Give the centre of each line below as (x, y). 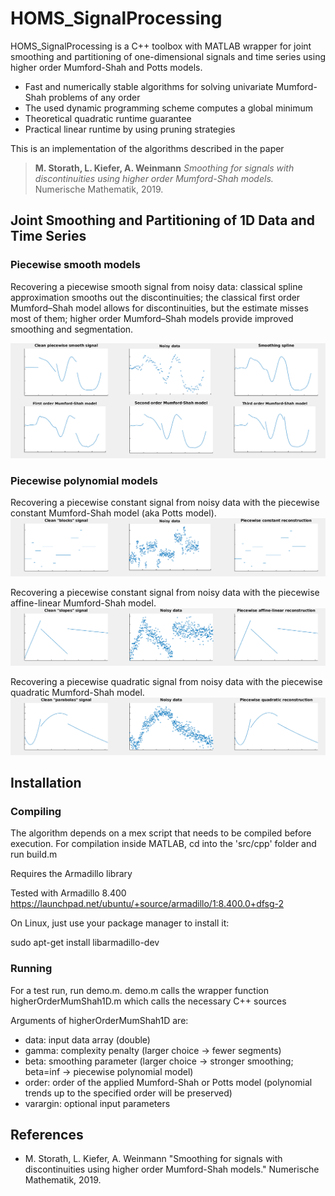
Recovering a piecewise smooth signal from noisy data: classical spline (156, 286)
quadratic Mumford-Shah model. (77, 692)
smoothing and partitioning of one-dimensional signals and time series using (168, 56)
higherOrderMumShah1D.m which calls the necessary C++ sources (148, 1001)
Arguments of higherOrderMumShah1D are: (99, 1020)
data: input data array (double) (87, 1039)
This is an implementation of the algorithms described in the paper (147, 148)
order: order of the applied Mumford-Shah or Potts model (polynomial (168, 1082)
